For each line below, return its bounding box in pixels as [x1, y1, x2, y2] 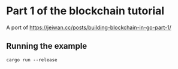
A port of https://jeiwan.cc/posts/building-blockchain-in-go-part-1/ [6, 24, 172, 31]
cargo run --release [6, 57, 58, 63]
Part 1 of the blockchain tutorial [6, 4, 165, 18]
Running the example [6, 41, 88, 51]
